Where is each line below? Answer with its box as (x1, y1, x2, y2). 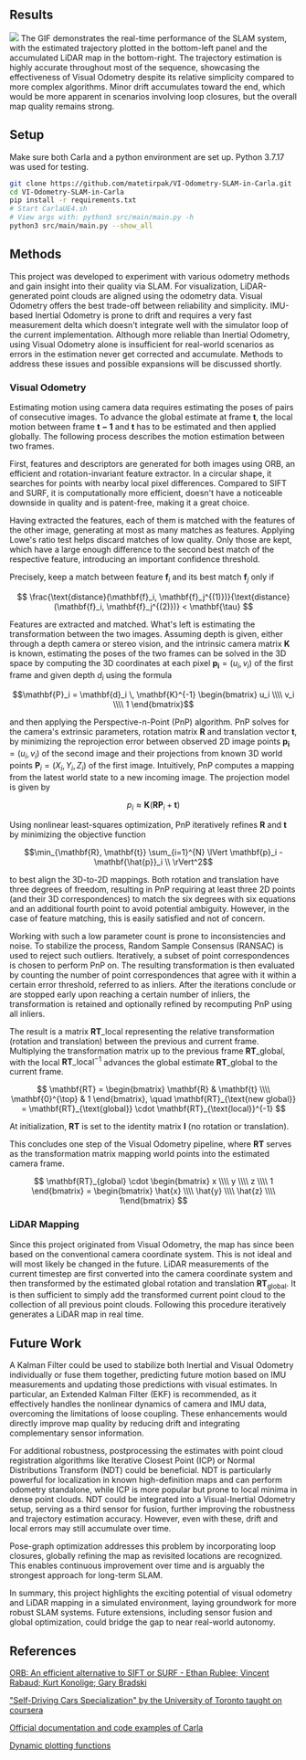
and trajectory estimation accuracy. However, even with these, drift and (9, 1513, 279, 1524)
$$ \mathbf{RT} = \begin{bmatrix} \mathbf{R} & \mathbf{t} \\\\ (36, 1084, 271, 1095)
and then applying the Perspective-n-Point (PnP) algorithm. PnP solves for (9, 716, 290, 727)
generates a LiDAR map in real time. (9, 1309, 144, 1320)
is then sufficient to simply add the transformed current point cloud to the (9, 1289, 286, 1300)
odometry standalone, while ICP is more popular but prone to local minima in (9, 1484, 298, 1495)
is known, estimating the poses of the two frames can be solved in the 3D (9, 648, 287, 659)
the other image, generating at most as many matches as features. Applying (9, 525, 295, 535)
